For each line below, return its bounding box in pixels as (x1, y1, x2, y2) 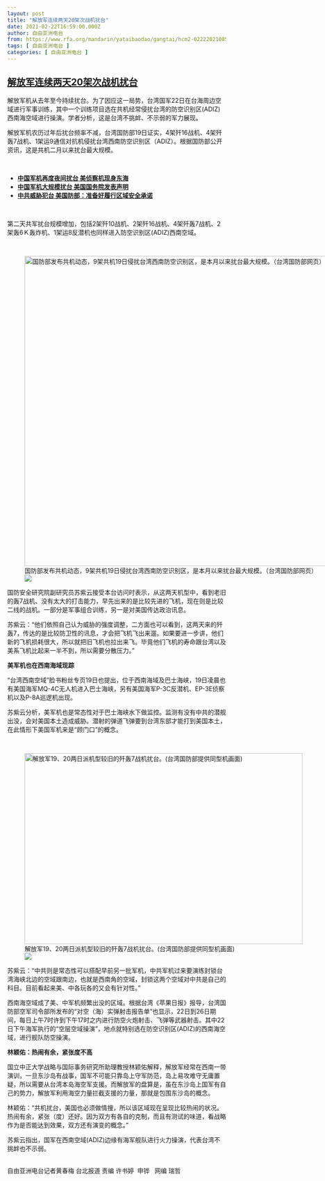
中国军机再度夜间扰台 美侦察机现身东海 (17, 174, 129, 182)
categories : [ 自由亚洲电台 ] (7, 49, 88, 56)
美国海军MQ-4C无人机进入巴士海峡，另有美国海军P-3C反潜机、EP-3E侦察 (12, 684, 225, 693)
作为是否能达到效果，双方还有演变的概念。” (7, 1121, 129, 1129)
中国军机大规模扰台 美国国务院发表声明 (17, 182, 129, 191)
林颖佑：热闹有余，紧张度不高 (7, 1048, 92, 1056)
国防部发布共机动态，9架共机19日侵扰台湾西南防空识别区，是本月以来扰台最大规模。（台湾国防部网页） (24, 566, 318, 575)
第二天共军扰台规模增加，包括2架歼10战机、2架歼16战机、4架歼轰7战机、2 (7, 220, 221, 228)
